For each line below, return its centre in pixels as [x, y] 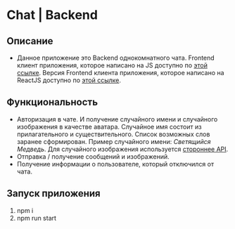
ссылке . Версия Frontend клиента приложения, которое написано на [120, 73]
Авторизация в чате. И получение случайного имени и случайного [117, 119]
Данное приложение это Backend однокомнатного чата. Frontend [116, 58]
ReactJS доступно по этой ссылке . [69, 80]
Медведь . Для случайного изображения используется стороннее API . [122, 149]
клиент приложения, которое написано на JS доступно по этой [112, 65]
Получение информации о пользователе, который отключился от [115, 164]
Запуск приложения [53, 194]
